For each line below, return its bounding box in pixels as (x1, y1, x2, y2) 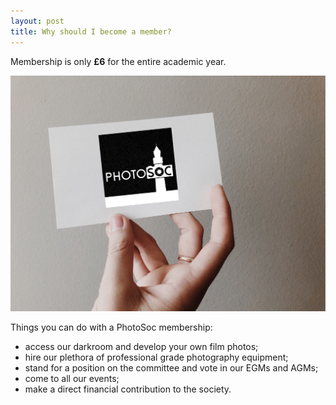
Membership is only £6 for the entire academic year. (10, 55, 227, 67)
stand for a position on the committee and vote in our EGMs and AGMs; (24, 362, 319, 374)
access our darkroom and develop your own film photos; (24, 341, 259, 352)
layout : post (10, 16, 65, 26)
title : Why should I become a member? (10, 26, 172, 37)
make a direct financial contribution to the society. (24, 383, 232, 395)
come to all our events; (24, 373, 120, 384)
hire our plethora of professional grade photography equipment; (24, 351, 289, 363)
